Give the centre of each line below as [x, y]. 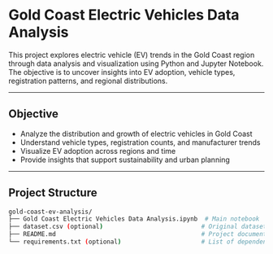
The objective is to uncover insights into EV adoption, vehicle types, [122, 72]
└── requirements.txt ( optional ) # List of [121, 242]
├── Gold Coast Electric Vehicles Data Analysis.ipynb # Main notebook [134, 219]
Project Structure [53, 193]
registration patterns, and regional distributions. [88, 81]
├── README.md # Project [121, 234]
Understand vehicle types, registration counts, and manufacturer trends [140, 142]
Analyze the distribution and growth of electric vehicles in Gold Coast [136, 134]
